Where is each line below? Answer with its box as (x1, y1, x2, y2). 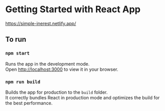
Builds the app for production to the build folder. (5, 89, 108, 95)
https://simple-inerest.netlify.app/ (5, 20, 76, 26)
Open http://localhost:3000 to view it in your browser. (5, 66, 119, 72)
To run (5, 35, 27, 44)
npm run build (5, 79, 40, 85)
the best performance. (5, 100, 53, 106)
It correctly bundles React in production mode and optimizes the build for (5, 94, 160, 100)
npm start (5, 50, 30, 57)
